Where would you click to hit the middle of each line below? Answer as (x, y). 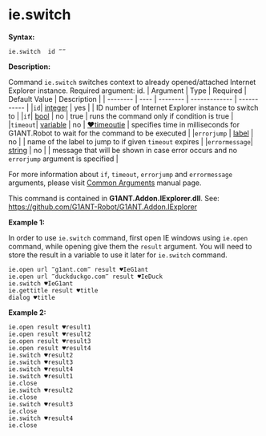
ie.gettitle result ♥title (53, 290)
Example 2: (27, 312)
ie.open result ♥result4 (50, 348)
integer (56, 107)
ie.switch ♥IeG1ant (41, 283)
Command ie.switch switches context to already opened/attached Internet (132, 82)
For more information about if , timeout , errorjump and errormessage (121, 174)
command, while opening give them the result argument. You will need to (130, 246)
